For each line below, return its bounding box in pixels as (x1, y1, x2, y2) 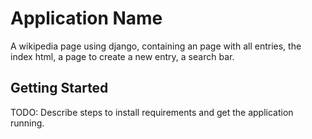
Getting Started (10, 80, 109, 97)
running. (10, 117, 45, 129)
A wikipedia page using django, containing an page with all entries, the (10, 40, 302, 52)
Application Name (10, 7, 163, 30)
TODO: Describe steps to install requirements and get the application (10, 106, 294, 118)
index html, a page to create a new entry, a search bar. (10, 50, 235, 62)
